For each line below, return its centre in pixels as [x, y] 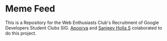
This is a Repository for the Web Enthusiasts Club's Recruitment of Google [82, 22]
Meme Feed [30, 9]
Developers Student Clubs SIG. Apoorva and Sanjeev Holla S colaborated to [84, 27]
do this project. [21, 33]
